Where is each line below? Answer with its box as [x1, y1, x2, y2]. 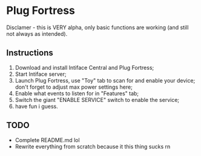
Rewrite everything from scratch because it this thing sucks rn [15, 143, 171, 150]
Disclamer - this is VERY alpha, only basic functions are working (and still [6, 24, 189, 31]
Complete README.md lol [15, 136, 80, 143]
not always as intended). [6, 30, 68, 37]
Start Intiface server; [15, 70, 67, 78]
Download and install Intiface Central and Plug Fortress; [15, 64, 154, 71]
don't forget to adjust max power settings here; [15, 83, 133, 90]
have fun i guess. [15, 103, 59, 110]
